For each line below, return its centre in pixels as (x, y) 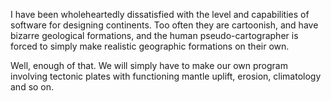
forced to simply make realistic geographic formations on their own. (150, 46)
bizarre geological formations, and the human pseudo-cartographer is (154, 35)
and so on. (32, 87)
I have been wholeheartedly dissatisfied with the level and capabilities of (160, 14)
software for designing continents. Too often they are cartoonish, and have (164, 25)
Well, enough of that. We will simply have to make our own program (149, 65)
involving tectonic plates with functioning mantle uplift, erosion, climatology (166, 76)
